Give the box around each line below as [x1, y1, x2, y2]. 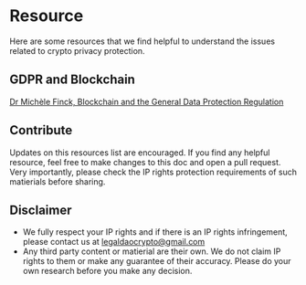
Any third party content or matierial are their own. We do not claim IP [22, 246, 281, 257]
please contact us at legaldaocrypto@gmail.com [22, 237, 206, 248]
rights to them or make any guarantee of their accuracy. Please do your [22, 256, 291, 267]
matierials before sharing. [9, 175, 106, 187]
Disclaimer [9, 202, 72, 217]
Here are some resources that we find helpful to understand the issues [9, 36, 276, 47]
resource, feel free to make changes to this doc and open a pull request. [9, 156, 281, 167]
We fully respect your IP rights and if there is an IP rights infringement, [22, 227, 288, 237]
